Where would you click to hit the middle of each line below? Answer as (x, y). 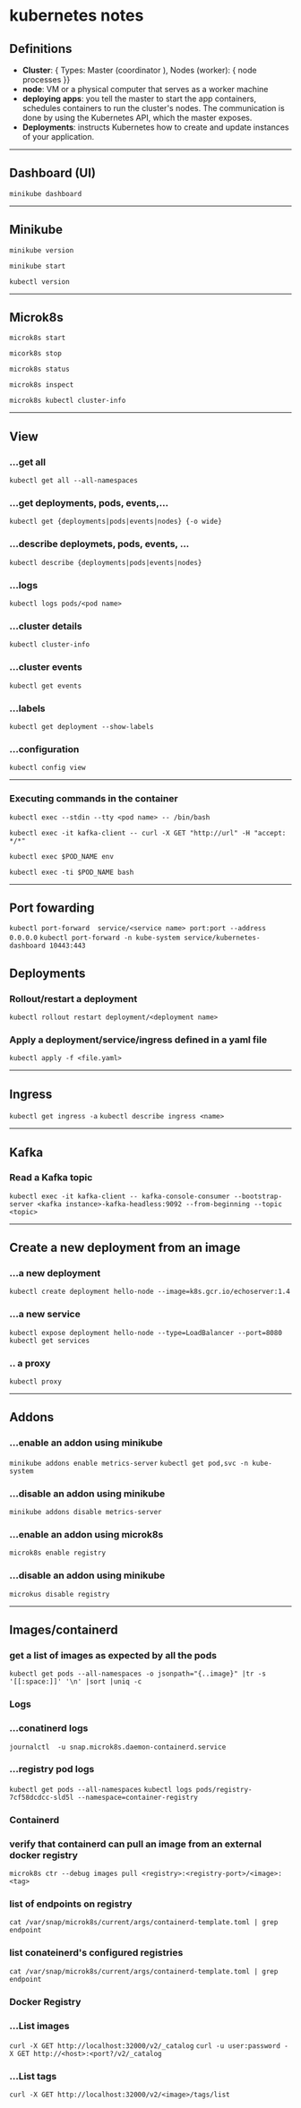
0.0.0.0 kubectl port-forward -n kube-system (95, 938)
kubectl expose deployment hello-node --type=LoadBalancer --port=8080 (146, 1332)
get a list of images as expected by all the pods (113, 1655)
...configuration (44, 749)
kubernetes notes (77, 16)
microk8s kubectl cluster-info (68, 401)
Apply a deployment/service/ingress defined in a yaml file (138, 1040)
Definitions (41, 49)
